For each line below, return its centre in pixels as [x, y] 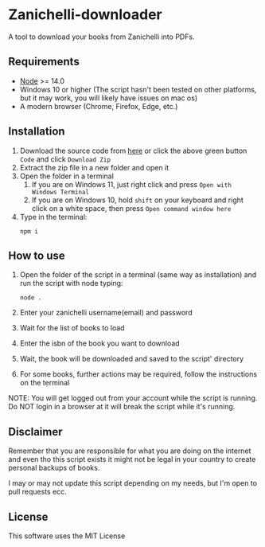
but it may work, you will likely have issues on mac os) [109, 98]
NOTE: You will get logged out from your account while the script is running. [133, 398]
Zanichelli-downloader [86, 15]
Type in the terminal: [53, 217]
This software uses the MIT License [67, 536]
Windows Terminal [60, 192]
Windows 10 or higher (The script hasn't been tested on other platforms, [138, 89]
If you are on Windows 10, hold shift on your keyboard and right [138, 200]
